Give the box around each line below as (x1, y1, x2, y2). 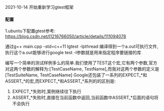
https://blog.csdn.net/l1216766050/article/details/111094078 (5, 34, 126, 39)
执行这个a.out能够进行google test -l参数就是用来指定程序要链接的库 (5, 50, 141, 55)
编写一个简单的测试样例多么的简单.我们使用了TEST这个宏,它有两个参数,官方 (5, 60, 158, 66)
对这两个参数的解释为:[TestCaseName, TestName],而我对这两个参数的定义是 (5, 66, 160, 72)
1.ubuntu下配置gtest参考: (5, 28, 55, 34)
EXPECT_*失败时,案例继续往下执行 (12, 89, 82, 94)
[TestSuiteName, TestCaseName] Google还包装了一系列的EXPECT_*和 (5, 72, 147, 78)
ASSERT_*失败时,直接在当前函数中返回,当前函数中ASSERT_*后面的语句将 (12, 94, 159, 101)
